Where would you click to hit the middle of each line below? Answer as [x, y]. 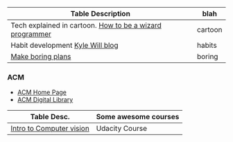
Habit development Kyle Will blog [64, 45]
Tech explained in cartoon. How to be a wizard [86, 25]
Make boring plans [41, 56]
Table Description [100, 14]
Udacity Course [122, 129]
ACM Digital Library [45, 100]
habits [207, 45]
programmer [31, 34]
